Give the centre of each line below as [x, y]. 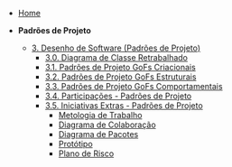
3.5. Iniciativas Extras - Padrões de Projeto [124, 106]
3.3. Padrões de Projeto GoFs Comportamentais [134, 86]
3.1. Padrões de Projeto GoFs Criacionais [120, 67]
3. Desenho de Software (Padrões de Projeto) [116, 48]
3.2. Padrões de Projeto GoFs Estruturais [121, 77]
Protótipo [75, 144]
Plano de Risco [86, 153]
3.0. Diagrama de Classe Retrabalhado [116, 57]
